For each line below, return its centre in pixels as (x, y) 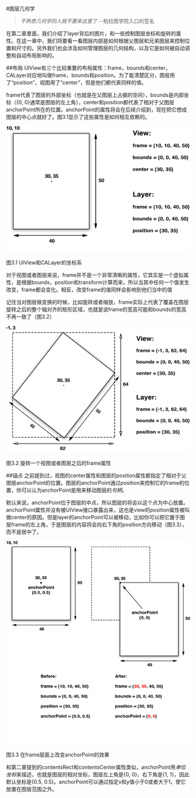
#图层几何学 (20, 8)
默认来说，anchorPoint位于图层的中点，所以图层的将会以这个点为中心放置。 (97, 502)
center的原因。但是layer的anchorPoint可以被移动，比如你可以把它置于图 (98, 517)
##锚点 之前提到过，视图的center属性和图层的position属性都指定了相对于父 (96, 475)
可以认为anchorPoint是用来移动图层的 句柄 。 (74, 490)
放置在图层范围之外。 (32, 789)
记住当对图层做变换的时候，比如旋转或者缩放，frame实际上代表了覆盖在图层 (97, 302)
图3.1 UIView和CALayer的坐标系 (44, 262)
